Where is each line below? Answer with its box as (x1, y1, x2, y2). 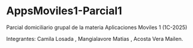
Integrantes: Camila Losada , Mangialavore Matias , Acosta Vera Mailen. (6, 35, 183, 42)
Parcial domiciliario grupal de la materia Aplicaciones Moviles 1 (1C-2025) (6, 24, 188, 31)
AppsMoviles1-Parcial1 (6, 4, 122, 18)
